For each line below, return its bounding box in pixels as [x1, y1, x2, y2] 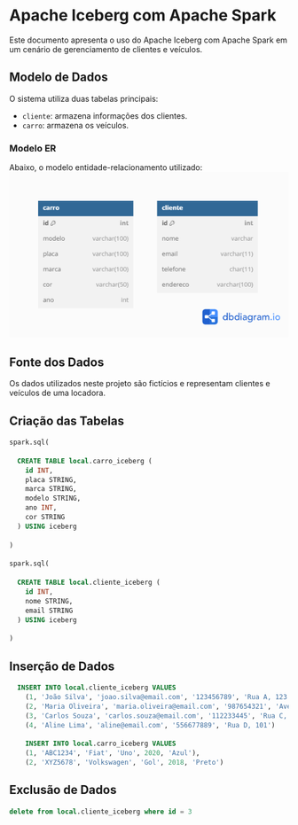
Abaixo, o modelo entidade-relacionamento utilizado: [9, 162, 203, 173]
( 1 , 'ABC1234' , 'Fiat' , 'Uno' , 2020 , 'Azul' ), [25, 749, 200, 758]
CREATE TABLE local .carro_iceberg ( [17, 456, 153, 465]
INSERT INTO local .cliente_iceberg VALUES [17, 683, 176, 692]
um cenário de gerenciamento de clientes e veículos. [9, 43, 203, 54]
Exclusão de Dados [9, 782, 117, 798]
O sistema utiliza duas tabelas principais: [9, 93, 159, 104]
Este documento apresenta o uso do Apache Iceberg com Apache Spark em [9, 35, 288, 45]
